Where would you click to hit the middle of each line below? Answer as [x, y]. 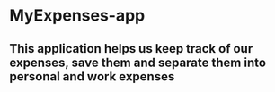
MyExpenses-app [77, 16]
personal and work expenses [92, 76]
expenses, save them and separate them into [138, 62]
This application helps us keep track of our [131, 49]
